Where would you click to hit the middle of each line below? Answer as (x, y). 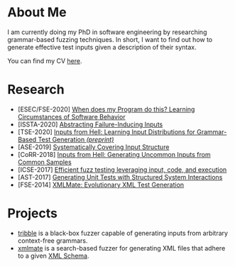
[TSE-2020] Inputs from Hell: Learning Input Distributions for (106, 131)
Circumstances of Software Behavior (71, 116)
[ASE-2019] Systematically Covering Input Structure (93, 147)
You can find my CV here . (45, 60)
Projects (33, 213)
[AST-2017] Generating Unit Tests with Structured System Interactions (120, 177)
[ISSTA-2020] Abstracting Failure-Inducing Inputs (90, 124)
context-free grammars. (53, 240)
